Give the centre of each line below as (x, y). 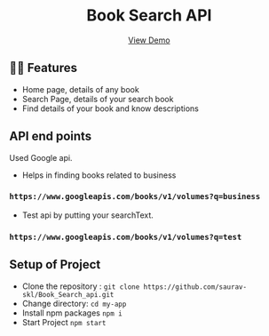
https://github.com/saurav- (195, 287)
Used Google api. (41, 157)
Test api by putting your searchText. (87, 215)
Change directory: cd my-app (74, 303)
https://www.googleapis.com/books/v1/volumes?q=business (135, 197)
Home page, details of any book (80, 89)
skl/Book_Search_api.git (68, 294)
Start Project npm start (64, 322)
